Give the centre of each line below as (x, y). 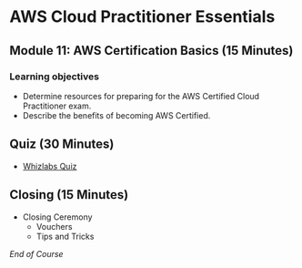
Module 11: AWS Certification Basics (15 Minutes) (151, 51)
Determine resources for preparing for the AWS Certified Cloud (141, 96)
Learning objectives (55, 77)
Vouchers (54, 226)
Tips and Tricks (65, 236)
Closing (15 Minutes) (69, 195)
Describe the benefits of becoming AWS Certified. (116, 115)
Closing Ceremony (57, 217)
